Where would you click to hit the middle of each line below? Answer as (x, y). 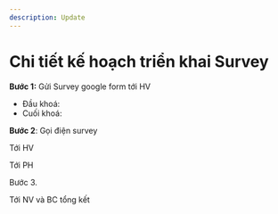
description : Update (48, 17)
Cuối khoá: (42, 113)
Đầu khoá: (41, 103)
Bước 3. (24, 182)
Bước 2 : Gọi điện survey (53, 130)
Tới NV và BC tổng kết (50, 199)
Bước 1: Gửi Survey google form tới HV (80, 86)
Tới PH (21, 165)
